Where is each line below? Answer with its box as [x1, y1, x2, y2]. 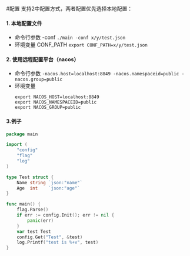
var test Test [16, 228, 51, 234]
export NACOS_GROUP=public [14, 105, 81, 111]
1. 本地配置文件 [6, 19, 42, 26]
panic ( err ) [27, 217, 54, 224]
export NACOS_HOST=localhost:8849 [14, 94, 99, 100]
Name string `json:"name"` [16, 179, 83, 185]
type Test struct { [6, 174, 54, 180]
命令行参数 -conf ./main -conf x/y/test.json [14, 34, 126, 41]
